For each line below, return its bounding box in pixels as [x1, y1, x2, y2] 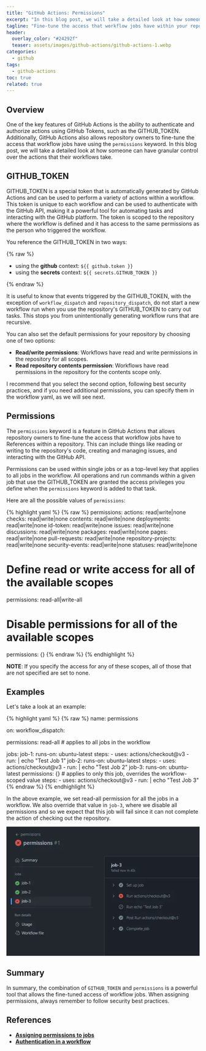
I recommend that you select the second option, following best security [6, 380, 186, 388]
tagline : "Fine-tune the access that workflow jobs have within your [6, 23, 188, 29]
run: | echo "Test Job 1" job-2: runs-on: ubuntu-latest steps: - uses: [6, 757, 177, 765]
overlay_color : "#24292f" [12, 36, 78, 42]
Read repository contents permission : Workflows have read [15, 362, 169, 369]
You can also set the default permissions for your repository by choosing [6, 330, 190, 337]
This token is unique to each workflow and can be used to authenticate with [6, 200, 198, 208]
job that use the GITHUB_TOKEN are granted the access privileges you [6, 478, 185, 486]
